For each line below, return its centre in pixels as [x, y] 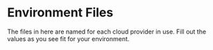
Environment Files [60, 13]
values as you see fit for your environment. [68, 38]
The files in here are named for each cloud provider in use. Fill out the [107, 32]
